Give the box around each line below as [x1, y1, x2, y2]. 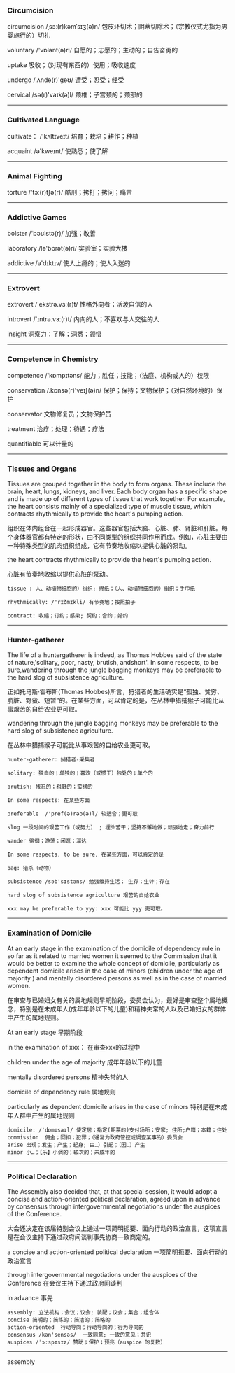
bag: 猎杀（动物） [7, 865, 55, 872]
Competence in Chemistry [7, 354, 99, 364]
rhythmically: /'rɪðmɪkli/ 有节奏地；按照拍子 [7, 599, 136, 606]
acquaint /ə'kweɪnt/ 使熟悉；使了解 [7, 146, 108, 155]
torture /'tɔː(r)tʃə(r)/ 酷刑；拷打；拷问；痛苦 [7, 188, 133, 196]
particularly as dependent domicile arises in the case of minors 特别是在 [7, 1102, 215, 1111]
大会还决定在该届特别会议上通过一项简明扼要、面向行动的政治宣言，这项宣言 [7, 1224, 228, 1232]
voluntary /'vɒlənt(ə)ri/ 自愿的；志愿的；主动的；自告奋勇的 [7, 46, 178, 55]
